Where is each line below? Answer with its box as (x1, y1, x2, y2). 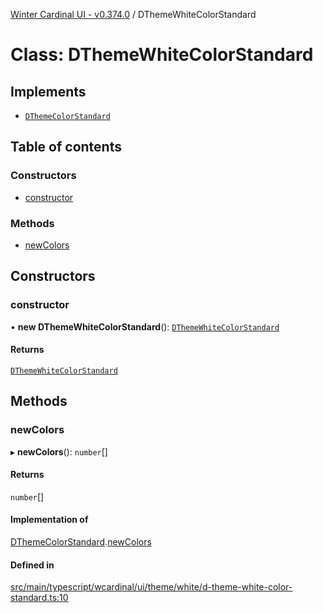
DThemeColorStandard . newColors (10, 535, 152, 548)
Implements (10, 83, 87, 100)
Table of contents (10, 139, 122, 156)
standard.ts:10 (10, 592, 69, 604)
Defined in (10, 559, 55, 571)
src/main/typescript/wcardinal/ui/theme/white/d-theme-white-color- (10, 581, 293, 593)
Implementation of (10, 514, 89, 526)
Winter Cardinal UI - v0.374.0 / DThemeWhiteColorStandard (10, 9, 257, 20)
